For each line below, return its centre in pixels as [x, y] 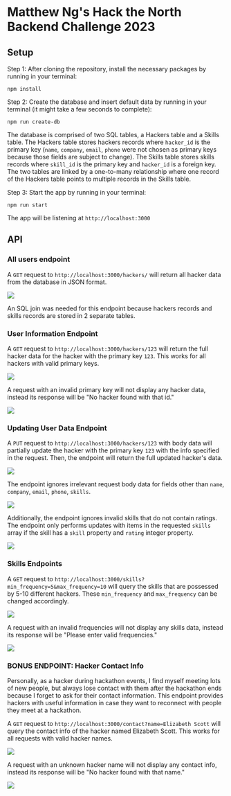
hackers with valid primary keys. [53, 363]
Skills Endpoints [35, 564]
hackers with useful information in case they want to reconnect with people [114, 702]
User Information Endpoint [53, 333]
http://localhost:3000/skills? [100, 579]
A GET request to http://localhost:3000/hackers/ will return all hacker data [114, 274]
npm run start [28, 205]
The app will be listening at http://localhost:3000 [79, 218]
